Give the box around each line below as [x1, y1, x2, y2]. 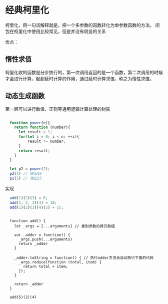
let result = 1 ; [18, 130, 52, 135]
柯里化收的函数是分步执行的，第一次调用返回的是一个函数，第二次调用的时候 [5, 69, 163, 75]
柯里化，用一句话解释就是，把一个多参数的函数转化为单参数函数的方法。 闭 [5, 22, 160, 28]
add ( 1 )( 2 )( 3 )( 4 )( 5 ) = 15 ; [9, 205, 64, 210]
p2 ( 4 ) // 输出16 [9, 171, 42, 176]
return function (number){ [14, 125, 70, 130]
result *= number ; [27, 139, 66, 144]
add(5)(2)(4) [9, 294, 37, 299]
